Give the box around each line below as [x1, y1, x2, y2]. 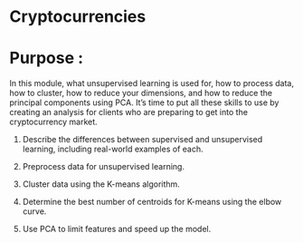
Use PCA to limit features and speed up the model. [22, 224, 212, 235]
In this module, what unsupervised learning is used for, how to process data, [9, 78, 294, 89]
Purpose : [9, 48, 84, 69]
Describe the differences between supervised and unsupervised [22, 134, 263, 145]
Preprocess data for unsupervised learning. [22, 161, 185, 172]
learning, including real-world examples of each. [22, 143, 204, 155]
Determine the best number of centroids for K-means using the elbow [22, 197, 282, 208]
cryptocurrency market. [9, 116, 98, 128]
